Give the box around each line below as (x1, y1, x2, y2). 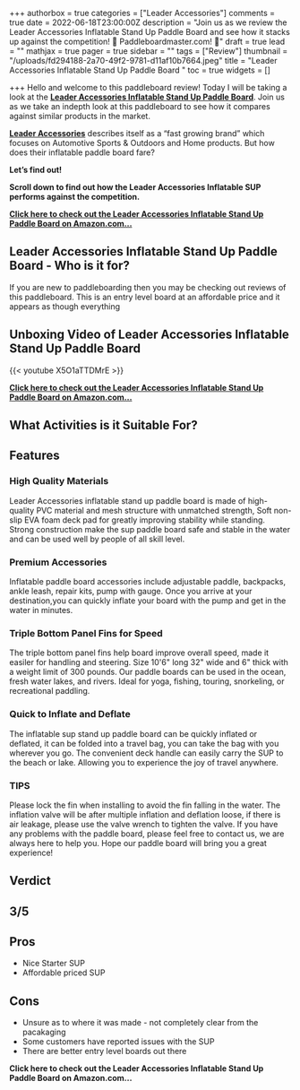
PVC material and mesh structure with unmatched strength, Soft (36, 505, 272, 515)
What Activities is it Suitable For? (9, 418, 199, 433)
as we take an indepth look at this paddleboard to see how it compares (9, 101, 270, 111)
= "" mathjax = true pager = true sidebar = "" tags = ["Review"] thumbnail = (9, 46, 288, 56)
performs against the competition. (9, 192, 141, 202)
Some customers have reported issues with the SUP (21, 1036, 215, 1047)
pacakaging (21, 1026, 66, 1038)
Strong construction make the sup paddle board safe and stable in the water (9, 523, 291, 534)
